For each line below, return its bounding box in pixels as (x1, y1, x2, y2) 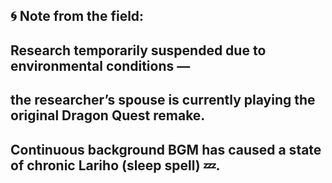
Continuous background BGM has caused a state (10, 141, 322, 158)
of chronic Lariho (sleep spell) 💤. (10, 157, 221, 174)
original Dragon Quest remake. (10, 107, 206, 124)
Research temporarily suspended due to (10, 42, 267, 59)
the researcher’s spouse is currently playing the (10, 92, 316, 109)
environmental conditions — (10, 57, 191, 74)
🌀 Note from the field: (10, 8, 145, 25)
